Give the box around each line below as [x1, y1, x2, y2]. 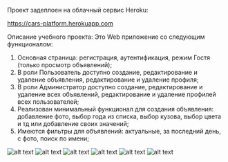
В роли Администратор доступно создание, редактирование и [17, 83, 203, 91]
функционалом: [7, 40, 53, 48]
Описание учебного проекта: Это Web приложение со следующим [7, 33, 205, 41]
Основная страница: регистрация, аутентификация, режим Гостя [17, 53, 211, 62]
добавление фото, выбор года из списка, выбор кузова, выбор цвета [17, 112, 222, 120]
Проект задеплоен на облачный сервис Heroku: [7, 6, 149, 14]
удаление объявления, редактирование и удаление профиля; [17, 75, 199, 84]
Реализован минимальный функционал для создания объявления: [17, 105, 214, 113]
